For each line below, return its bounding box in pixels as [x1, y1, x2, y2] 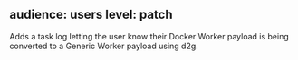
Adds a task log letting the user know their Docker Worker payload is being [9, 30, 290, 41]
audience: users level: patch [9, 7, 174, 22]
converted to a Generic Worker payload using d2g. [9, 40, 199, 51]
